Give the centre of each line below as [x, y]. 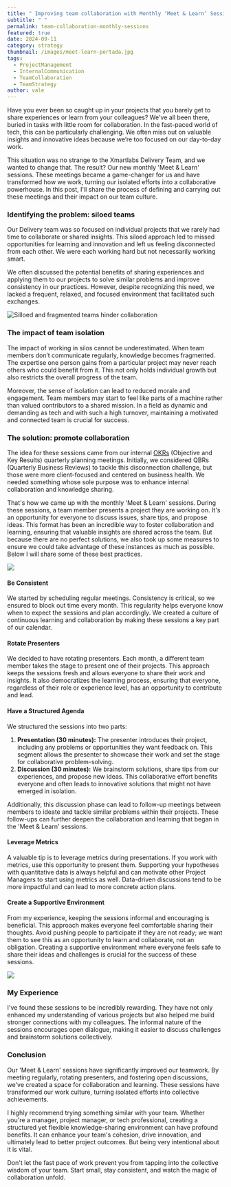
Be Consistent [28, 583]
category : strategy [35, 46]
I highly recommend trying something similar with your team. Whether [106, 1113]
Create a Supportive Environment [56, 902]
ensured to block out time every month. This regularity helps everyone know [115, 606]
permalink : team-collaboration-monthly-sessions [78, 26]
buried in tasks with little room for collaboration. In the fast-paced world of [112, 125]
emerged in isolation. [47, 791]
